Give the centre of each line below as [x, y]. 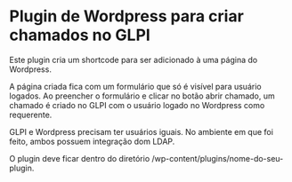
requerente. [31, 115]
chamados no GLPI [80, 35]
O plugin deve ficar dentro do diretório [80, 158]
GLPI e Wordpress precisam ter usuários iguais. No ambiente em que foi [142, 131]
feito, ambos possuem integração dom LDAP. [92, 141]
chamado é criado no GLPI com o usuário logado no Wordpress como [137, 105]
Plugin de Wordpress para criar [127, 16]
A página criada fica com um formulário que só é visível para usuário [135, 86]
